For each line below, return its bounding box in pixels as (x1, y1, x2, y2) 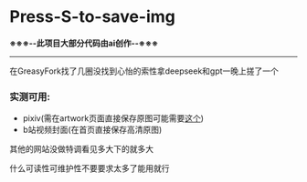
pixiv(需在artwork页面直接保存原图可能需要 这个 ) (22, 113, 204, 124)
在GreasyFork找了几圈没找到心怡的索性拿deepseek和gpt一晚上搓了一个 (9, 66, 279, 76)
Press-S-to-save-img (9, 6, 176, 27)
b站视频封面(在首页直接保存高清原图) (22, 125, 163, 136)
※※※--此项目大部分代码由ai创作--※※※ (9, 37, 159, 48)
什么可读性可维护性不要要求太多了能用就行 (9, 163, 170, 174)
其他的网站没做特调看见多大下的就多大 (9, 144, 153, 155)
